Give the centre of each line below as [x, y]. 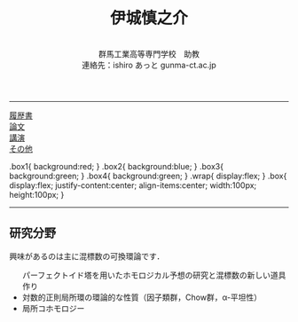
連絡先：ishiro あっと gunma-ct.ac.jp [149, 65]
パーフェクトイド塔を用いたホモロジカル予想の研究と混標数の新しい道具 [154, 275]
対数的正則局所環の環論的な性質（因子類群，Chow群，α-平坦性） [142, 297]
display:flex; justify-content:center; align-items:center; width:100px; [133, 185]
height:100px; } [37, 194]
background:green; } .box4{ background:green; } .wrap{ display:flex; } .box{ [148, 176]
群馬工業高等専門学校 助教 [149, 53]
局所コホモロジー [53, 308]
